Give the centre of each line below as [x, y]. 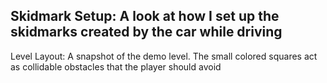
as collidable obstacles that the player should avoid [116, 66]
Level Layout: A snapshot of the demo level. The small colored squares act [164, 56]
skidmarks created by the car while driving [146, 32]
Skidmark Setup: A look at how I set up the [145, 16]
